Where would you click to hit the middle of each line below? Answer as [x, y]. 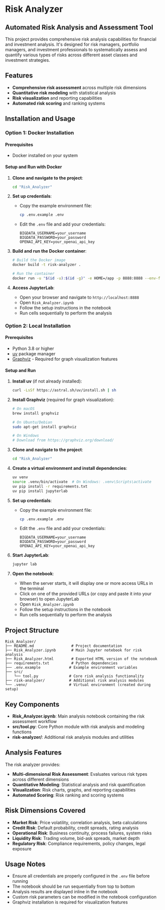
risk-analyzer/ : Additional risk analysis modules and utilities [73, 737]
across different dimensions [40, 779]
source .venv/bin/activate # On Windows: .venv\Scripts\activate [82, 482]
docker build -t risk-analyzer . [47, 265]
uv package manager [34, 353]
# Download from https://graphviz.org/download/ [63, 440]
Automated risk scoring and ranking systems [59, 103]
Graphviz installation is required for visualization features [70, 902]
